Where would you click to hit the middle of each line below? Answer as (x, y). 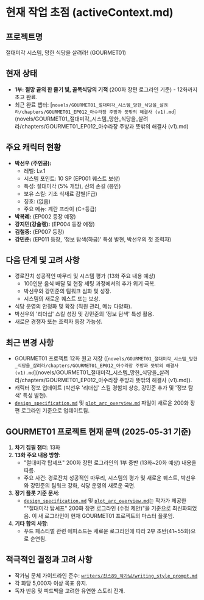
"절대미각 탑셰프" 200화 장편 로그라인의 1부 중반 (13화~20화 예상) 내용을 (110, 462)
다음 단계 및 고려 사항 (43, 260)
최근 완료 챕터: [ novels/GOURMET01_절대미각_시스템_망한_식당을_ (87, 105)
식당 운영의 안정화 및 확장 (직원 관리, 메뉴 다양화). (73, 306)
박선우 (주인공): (33, 163)
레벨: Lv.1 (35, 170)
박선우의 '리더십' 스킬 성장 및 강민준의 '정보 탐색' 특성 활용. (84, 314)
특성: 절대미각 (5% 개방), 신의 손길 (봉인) (72, 186)
